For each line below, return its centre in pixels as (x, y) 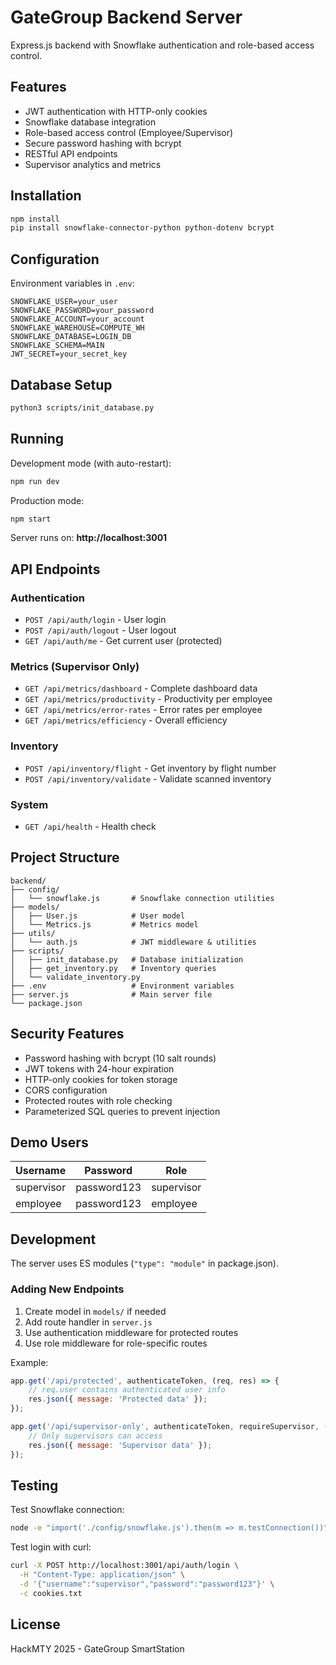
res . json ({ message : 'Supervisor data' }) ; (120, 1445)
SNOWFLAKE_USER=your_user (64, 302)
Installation (46, 196)
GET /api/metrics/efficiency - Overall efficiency (126, 720)
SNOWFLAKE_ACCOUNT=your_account (77, 319)
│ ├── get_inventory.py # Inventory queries (113, 968)
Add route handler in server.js (88, 1322)
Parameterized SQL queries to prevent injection (122, 1111)
